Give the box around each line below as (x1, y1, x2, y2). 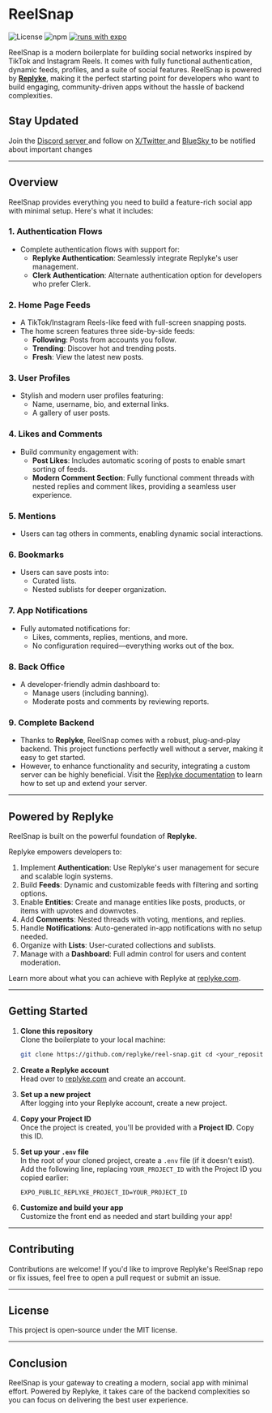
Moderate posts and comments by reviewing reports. (32, 696, 210, 706)
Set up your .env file (19, 1147, 89, 1156)
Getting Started (8, 1005, 88, 1018)
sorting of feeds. (32, 464, 88, 473)
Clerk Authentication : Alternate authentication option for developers (32, 270, 262, 280)
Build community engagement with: (19, 447, 139, 456)
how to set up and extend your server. (19, 779, 147, 789)
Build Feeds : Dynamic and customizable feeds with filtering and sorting (19, 880, 259, 890)
